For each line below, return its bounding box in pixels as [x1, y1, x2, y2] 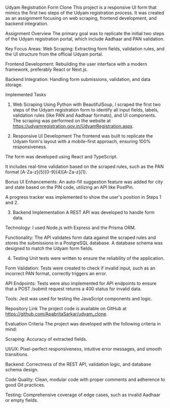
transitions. [5, 351, 29, 357]
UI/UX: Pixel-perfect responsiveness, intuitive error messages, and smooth [5, 346, 162, 352]
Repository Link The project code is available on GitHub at [5, 306, 127, 311]
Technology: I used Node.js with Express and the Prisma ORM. [5, 225, 136, 231]
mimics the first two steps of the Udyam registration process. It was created [5, 10, 164, 16]
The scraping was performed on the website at [12, 118, 111, 124]
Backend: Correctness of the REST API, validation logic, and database [5, 361, 151, 367]
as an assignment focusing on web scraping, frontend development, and [5, 15, 157, 21]
